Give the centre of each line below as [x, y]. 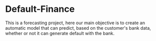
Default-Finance [40, 9]
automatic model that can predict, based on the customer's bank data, [78, 28]
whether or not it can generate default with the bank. [60, 33]
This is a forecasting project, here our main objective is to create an [75, 23]
